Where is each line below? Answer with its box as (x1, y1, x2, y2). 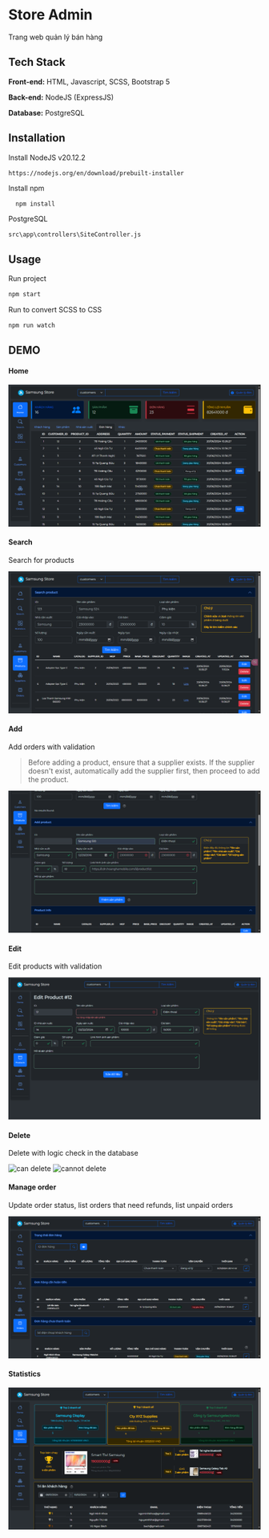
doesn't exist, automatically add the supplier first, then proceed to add (27, 766, 260, 776)
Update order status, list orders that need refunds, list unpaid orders (8, 1200, 234, 1210)
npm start (8, 291, 42, 299)
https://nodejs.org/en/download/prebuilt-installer (8, 169, 184, 177)
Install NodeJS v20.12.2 (8, 153, 86, 162)
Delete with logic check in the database (8, 1148, 139, 1158)
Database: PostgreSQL (8, 108, 85, 117)
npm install (15, 199, 56, 208)
